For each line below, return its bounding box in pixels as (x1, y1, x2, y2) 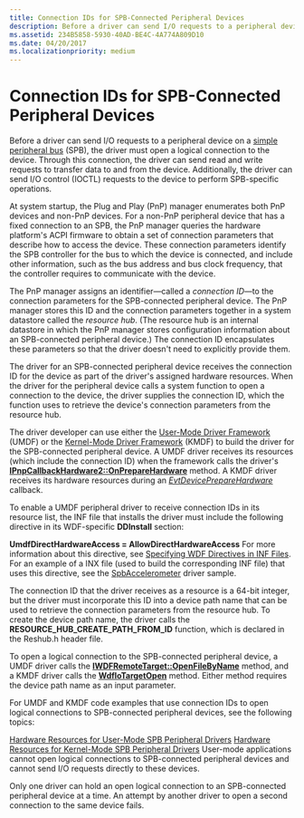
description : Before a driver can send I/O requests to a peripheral (9, 22, 278, 31)
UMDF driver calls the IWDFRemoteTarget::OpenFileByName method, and (9, 660, 290, 671)
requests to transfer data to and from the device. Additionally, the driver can (9, 164, 292, 175)
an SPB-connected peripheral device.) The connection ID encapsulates (9, 334, 275, 345)
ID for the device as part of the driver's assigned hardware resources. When (9, 371, 294, 381)
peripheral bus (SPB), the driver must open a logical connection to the (9, 145, 270, 156)
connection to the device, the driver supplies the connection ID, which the (9, 390, 285, 401)
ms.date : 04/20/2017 (9, 38, 88, 48)
